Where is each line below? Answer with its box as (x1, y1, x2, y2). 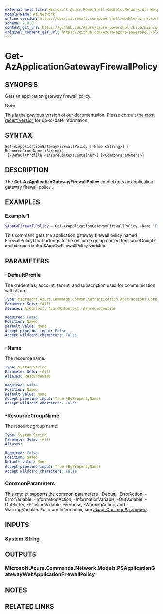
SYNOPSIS (5, 80, 38, 88)
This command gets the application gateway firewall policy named (5, 232, 137, 238)
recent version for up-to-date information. (5, 117, 89, 123)
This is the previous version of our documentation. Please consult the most (5, 112, 155, 118)
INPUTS (5, 521, 29, 529)
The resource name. (5, 355, 46, 361)
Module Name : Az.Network (5, 12, 55, 17)
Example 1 (5, 212, 30, 219)
